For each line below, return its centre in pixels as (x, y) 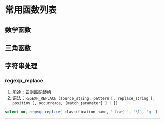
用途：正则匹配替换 (32, 92)
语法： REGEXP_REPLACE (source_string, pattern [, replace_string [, (84, 98)
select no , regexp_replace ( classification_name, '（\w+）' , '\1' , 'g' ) (82, 112)
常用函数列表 (31, 10)
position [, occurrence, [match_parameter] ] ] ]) (65, 103)
